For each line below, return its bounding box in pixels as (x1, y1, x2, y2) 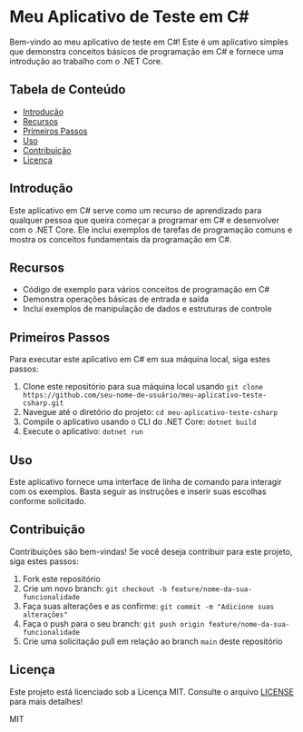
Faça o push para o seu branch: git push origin (22, 618, 205, 628)
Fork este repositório (22, 573, 102, 584)
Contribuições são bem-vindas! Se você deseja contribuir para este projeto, (9, 546, 293, 557)
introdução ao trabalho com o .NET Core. (9, 55, 163, 66)
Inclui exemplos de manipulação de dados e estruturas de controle (22, 303, 272, 314)
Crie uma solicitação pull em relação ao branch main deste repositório (22, 636, 283, 647)
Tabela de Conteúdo (9, 82, 126, 97)
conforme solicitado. (9, 496, 87, 506)
